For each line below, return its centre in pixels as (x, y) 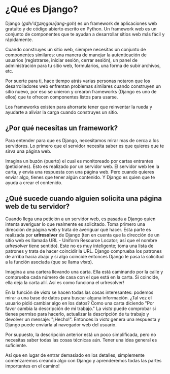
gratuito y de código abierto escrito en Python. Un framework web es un (81, 28)
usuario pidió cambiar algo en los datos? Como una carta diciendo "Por (80, 303)
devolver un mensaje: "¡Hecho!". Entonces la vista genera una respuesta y (83, 319)
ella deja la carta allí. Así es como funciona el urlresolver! (65, 282)
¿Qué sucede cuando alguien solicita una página (84, 199)
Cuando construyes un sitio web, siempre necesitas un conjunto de (76, 49)
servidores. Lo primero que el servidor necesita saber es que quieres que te (85, 146)
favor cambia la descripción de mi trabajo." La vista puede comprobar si (81, 309)
